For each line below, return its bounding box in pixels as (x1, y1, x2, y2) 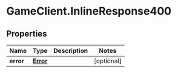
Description (53, 47, 88, 55)
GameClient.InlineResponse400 (6, 4, 172, 18)
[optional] (93, 57, 122, 65)
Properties (6, 29, 47, 39)
